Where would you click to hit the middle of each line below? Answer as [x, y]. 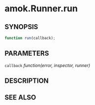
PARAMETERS [27, 53]
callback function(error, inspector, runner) [47, 65]
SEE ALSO [20, 97]
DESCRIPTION [27, 81]
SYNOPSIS [21, 27]
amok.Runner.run [41, 9]
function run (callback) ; [30, 38]
